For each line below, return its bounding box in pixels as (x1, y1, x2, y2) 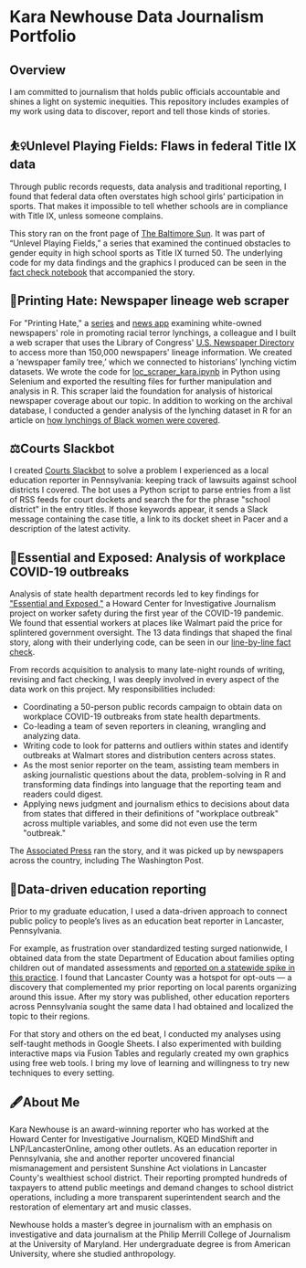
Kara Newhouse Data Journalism (9, 6, 265, 27)
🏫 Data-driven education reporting (9, 882, 207, 897)
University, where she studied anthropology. (9, 1248, 176, 1259)
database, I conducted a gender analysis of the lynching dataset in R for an (9, 405, 292, 416)
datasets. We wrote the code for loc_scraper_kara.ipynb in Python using (9, 365, 280, 376)
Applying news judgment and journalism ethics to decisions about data (22, 798, 290, 809)
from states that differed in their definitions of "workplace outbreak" (22, 808, 280, 819)
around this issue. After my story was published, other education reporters (9, 991, 290, 1002)
